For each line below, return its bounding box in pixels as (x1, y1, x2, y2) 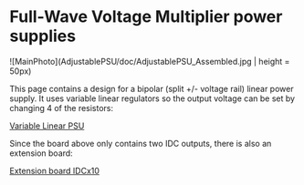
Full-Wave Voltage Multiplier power (9, 6, 283, 27)
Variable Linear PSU (9, 120, 85, 131)
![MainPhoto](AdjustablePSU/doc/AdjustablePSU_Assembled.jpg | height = (9, 56, 290, 67)
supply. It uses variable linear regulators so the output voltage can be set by (9, 93, 295, 104)
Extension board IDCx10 (9, 165, 100, 176)
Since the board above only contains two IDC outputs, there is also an (9, 138, 272, 149)
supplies (9, 26, 76, 46)
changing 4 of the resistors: (9, 102, 114, 113)
